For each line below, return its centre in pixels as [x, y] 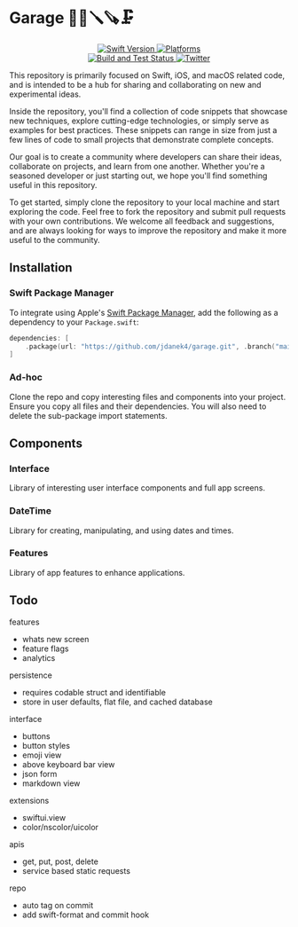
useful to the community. [55, 240]
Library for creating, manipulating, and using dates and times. [122, 530]
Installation [41, 268]
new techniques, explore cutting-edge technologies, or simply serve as [139, 121]
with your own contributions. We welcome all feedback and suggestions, [142, 221]
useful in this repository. [53, 185]
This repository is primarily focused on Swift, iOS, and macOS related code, [147, 75]
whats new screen [55, 639]
